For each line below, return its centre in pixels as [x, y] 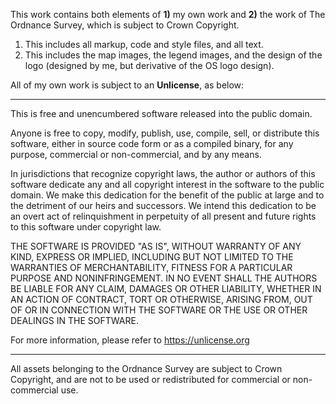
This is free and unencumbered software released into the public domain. [161, 113]
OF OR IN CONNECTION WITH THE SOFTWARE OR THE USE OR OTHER [159, 310]
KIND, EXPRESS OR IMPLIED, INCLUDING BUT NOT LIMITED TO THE [152, 257]
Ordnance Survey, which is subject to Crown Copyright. [125, 25]
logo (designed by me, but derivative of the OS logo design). [149, 65]
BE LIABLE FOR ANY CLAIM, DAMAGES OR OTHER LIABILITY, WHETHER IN [166, 288]
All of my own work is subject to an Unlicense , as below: [127, 85]
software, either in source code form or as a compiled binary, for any [152, 143]
